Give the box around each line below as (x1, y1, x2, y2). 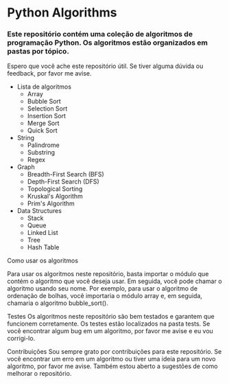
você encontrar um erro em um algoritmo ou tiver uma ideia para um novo (7, 355, 216, 363)
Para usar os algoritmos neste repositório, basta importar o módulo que (7, 270, 209, 278)
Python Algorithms (7, 5, 117, 21)
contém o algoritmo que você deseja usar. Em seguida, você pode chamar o (7, 277, 222, 286)
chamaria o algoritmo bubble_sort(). (7, 299, 108, 307)
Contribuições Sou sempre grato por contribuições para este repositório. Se (7, 348, 222, 356)
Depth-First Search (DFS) (27, 177, 99, 186)
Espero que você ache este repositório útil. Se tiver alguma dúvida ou (7, 62, 204, 70)
